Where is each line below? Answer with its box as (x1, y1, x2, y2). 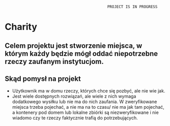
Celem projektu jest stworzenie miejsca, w (5, 41, 143, 50)
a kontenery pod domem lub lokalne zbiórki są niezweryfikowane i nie (12, 109, 159, 116)
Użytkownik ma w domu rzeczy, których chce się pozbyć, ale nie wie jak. (12, 88, 165, 94)
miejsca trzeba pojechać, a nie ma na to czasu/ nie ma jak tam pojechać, (12, 104, 165, 110)
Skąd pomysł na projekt (5, 74, 81, 83)
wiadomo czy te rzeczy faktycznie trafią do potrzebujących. (12, 115, 138, 121)
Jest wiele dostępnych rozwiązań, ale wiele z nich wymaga (12, 93, 136, 100)
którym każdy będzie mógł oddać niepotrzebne (5, 49, 158, 58)
